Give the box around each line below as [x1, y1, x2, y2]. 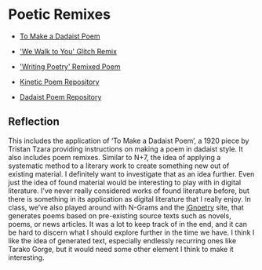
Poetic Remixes [8, 5, 111, 24]
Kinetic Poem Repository [19, 77, 100, 86]
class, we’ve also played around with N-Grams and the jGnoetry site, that [8, 202, 245, 212]
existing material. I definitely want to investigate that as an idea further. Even [8, 169, 255, 178]
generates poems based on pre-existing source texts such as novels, [8, 210, 231, 221]
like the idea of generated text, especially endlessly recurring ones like [8, 235, 237, 245]
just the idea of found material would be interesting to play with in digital [8, 177, 242, 187]
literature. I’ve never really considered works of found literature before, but [8, 186, 249, 195]
